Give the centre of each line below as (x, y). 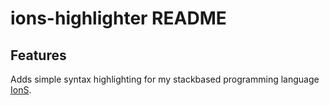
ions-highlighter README (118, 18)
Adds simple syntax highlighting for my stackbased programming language (165, 79)
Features (38, 55)
